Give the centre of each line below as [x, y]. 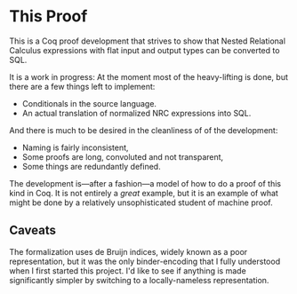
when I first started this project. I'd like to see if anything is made [128, 270]
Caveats [32, 230]
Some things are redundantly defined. [92, 166]
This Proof [48, 16]
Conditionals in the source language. [89, 103]
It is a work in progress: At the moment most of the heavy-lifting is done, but [149, 76]
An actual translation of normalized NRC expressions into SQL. [136, 113]
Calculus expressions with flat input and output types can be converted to [144, 50]
